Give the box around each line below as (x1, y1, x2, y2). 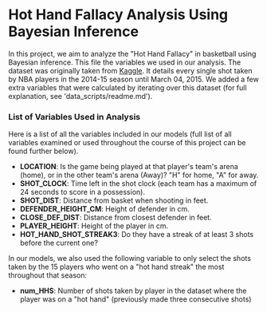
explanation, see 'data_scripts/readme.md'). (8, 91, 153, 101)
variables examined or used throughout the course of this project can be (8, 138, 246, 148)
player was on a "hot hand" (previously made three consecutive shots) (19, 294, 252, 304)
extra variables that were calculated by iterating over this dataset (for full (8, 82, 247, 93)
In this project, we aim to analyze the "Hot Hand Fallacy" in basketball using (8, 49, 257, 58)
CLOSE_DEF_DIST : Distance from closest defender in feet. (19, 213, 213, 223)
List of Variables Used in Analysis (8, 111, 141, 122)
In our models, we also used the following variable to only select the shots (8, 254, 251, 263)
